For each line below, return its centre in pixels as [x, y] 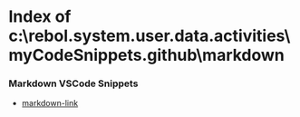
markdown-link [50, 103]
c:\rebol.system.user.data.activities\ [150, 36]
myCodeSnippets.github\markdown [146, 55]
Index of [40, 17]
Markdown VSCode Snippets [73, 83]
